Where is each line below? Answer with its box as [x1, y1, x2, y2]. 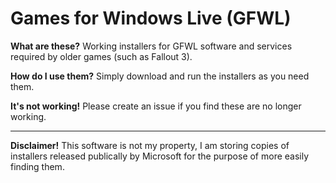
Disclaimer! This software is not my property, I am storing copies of [10, 139, 290, 151]
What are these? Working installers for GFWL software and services [10, 40, 293, 52]
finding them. [10, 160, 65, 172]
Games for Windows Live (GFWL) [10, 7, 292, 30]
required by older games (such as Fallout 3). [10, 50, 193, 62]
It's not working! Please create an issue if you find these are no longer [10, 100, 302, 112]
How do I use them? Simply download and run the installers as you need [10, 70, 310, 82]
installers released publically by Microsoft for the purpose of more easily [10, 150, 310, 162]
